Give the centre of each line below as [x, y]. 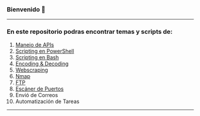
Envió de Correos [36, 95]
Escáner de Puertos [39, 89]
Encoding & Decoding [42, 63]
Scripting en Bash [37, 57]
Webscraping [31, 70]
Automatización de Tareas [47, 101]
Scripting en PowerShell [45, 51]
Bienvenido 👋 [26, 9]
